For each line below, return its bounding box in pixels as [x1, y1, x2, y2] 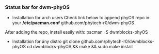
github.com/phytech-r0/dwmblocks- [81, 39, 154, 44]
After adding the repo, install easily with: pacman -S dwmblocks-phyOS [5, 29, 148, 35]
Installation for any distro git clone [12, 39, 80, 44]
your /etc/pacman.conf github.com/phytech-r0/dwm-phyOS [12, 20, 134, 26]
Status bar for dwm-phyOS [5, 4, 70, 11]
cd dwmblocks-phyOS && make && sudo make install [26, 44, 133, 50]
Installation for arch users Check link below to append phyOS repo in [12, 15, 150, 21]
